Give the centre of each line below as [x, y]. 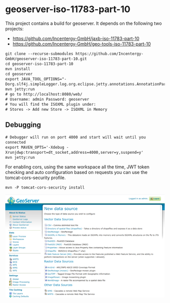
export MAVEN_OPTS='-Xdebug [35, 147]
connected [16, 142]
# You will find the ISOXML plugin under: [51, 104]
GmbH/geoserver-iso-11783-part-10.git [46, 59]
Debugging [23, 125]
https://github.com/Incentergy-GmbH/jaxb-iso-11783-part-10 [76, 38]
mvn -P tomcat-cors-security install [45, 187]
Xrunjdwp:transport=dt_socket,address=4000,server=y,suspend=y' [74, 152]
